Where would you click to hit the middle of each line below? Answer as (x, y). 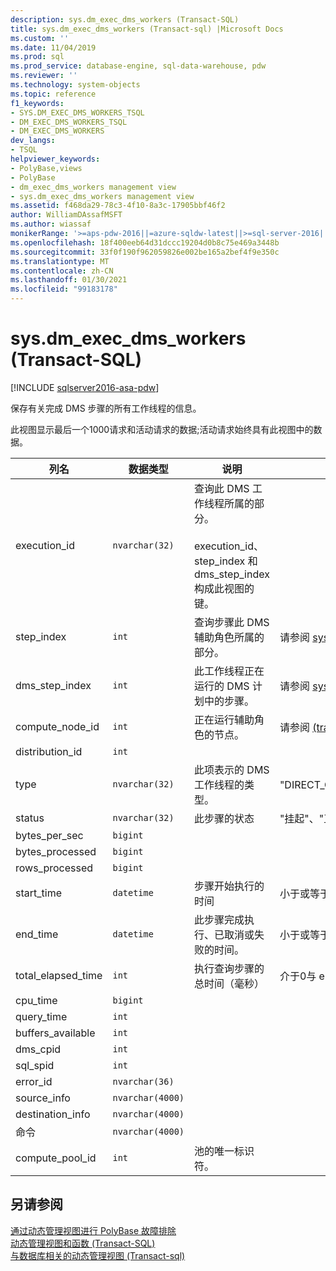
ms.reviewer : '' (44, 76)
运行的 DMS (222, 686)
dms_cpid (38, 1049)
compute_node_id (57, 726)
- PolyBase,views (46, 168)
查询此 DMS (222, 488)
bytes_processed (56, 851)
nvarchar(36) (143, 1081)
